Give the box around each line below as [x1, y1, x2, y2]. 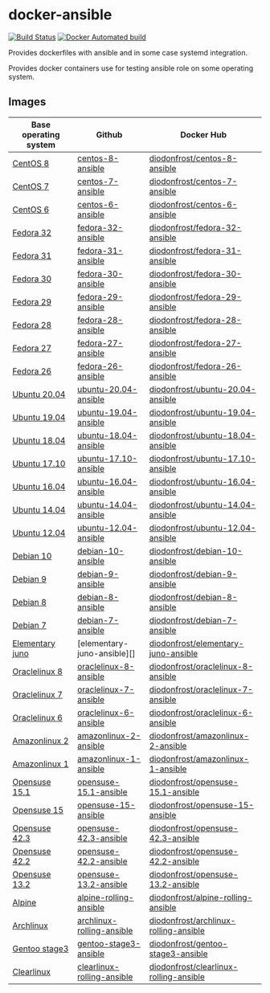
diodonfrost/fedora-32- [149, 222, 242, 233]
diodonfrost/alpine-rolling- [149, 892, 253, 903]
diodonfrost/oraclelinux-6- [149, 707, 253, 718]
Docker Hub [180, 129, 227, 140]
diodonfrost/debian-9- [149, 568, 238, 579]
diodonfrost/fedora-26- [149, 360, 242, 371]
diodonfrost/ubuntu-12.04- [149, 522, 256, 533]
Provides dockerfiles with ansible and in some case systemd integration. [8, 47, 248, 57]
